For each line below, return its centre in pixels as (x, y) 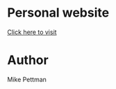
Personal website (58, 13)
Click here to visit (32, 32)
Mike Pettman (27, 79)
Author (28, 60)
